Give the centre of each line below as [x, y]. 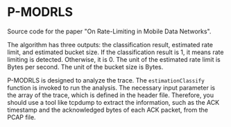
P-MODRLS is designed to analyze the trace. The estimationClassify [106, 80]
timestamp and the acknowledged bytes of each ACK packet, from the [108, 110]
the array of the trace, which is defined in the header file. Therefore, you [110, 95]
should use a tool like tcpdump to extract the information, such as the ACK [113, 102]
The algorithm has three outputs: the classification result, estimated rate [110, 44]
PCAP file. [22, 117]
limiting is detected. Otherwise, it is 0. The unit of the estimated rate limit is [114, 59]
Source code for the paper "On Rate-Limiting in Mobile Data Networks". [109, 31]
